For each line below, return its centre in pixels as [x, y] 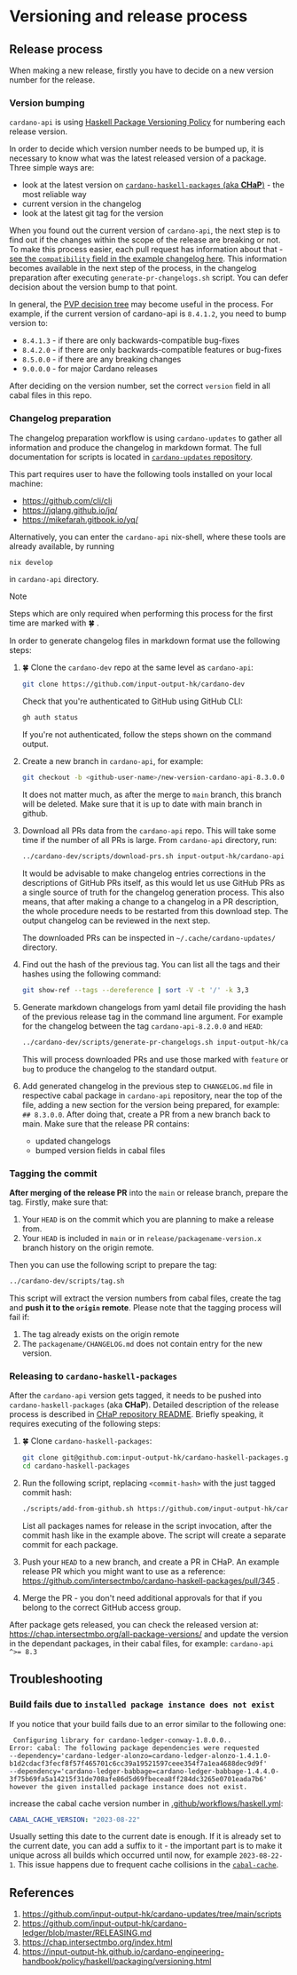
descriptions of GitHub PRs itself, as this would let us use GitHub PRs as [153, 882]
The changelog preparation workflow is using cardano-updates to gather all [145, 438]
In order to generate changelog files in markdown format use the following [145, 641]
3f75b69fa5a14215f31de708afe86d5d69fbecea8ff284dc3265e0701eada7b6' [138, 1779]
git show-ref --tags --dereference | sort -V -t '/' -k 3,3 [136, 990]
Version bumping [47, 102]
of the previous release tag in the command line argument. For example [152, 1016]
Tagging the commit [53, 1173]
